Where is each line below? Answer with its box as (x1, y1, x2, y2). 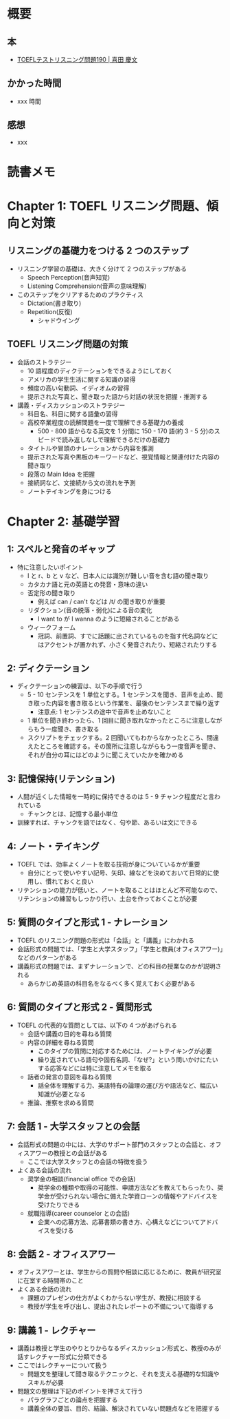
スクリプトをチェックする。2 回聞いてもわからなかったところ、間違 (27, 734, 219, 742)
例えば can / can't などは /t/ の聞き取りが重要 (37, 597, 166, 605)
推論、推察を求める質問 (27, 1098, 94, 1106)
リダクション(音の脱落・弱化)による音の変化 (27, 605, 152, 614)
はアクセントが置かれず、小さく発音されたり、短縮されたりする (37, 640, 218, 648)
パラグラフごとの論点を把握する (27, 1396, 118, 1404)
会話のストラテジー (16, 358, 72, 366)
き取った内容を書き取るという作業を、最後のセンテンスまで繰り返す (27, 699, 220, 707)
